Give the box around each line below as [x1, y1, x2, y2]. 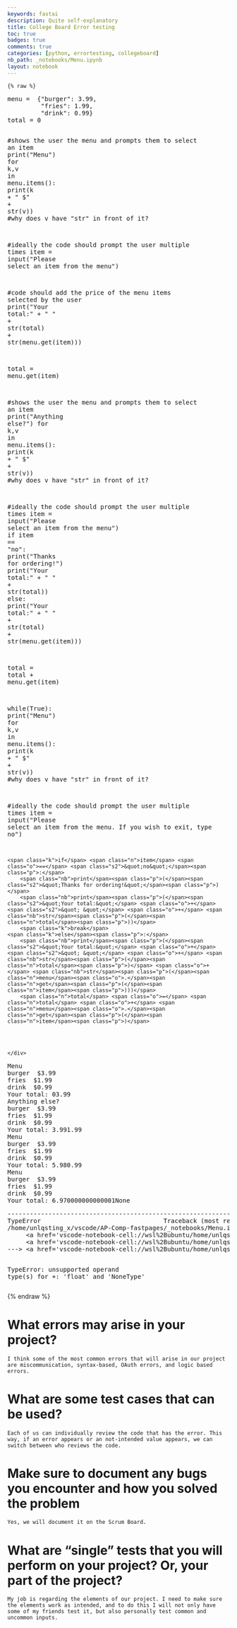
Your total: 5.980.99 [7, 1161, 83, 1169]
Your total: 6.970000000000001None [7, 1196, 130, 1204]
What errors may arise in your [7, 1317, 186, 1333]
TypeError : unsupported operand [7, 1265, 119, 1273]
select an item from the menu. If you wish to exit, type [7, 822, 212, 831]
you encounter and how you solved [7, 1480, 218, 1496]
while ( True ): [7, 704, 53, 712]
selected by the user [7, 295, 83, 304]
